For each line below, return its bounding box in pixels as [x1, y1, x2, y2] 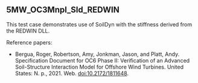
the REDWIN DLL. [6, 27, 50, 34]
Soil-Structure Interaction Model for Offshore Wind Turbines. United [14, 63, 184, 70]
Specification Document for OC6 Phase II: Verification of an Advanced [14, 57, 190, 64]
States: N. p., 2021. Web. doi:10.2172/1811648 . [14, 69, 129, 77]
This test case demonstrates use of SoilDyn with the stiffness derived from [6, 20, 192, 28]
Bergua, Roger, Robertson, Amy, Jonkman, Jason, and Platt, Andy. [14, 51, 180, 58]
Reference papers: [6, 38, 53, 46]
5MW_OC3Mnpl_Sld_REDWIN [6, 5, 120, 15]
